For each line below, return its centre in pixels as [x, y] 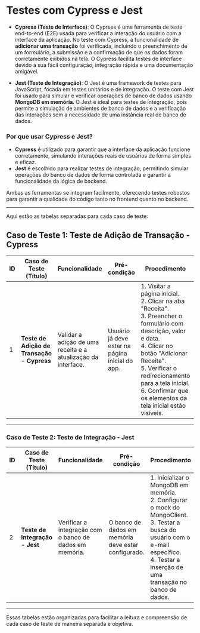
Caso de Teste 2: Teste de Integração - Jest [70, 437]
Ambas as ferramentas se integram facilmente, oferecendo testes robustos [98, 193]
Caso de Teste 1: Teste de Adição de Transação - [98, 235]
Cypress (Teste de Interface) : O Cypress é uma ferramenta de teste [99, 27]
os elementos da [164, 398]
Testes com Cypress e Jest [74, 10]
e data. [150, 339]
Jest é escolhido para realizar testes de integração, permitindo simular [101, 168]
